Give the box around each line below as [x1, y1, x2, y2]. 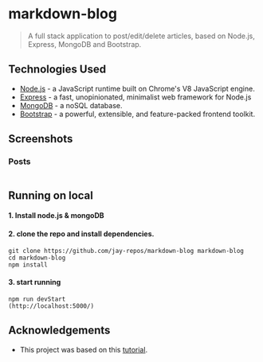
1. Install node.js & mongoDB [8, 211, 105, 220]
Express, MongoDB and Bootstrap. [27, 39, 142, 49]
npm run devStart [8, 295, 66, 303]
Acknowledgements [8, 324, 111, 337]
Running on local [8, 189, 93, 202]
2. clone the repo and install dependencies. [8, 229, 155, 239]
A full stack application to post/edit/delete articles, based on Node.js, [27, 31, 255, 41]
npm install [8, 260, 48, 269]
